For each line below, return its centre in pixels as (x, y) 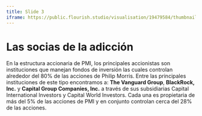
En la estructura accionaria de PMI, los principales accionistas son (88, 63)
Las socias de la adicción (70, 47)
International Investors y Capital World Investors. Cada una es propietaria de (101, 95)
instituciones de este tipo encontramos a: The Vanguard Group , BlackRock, (100, 83)
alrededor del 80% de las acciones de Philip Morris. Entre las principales (96, 76)
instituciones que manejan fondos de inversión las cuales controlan (90, 70)
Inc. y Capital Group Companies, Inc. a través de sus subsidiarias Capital (98, 89)
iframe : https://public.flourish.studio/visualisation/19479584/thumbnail (102, 17)
